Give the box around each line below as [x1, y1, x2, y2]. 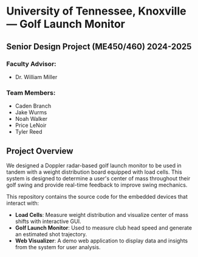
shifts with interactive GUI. [15, 218, 81, 225]
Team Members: [6, 88, 56, 97]
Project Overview [6, 146, 73, 156]
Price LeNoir [15, 122, 47, 129]
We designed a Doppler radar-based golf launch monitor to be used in [6, 162, 182, 169]
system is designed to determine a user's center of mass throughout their [6, 174, 191, 182]
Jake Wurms [15, 109, 47, 116]
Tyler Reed [15, 128, 43, 135]
